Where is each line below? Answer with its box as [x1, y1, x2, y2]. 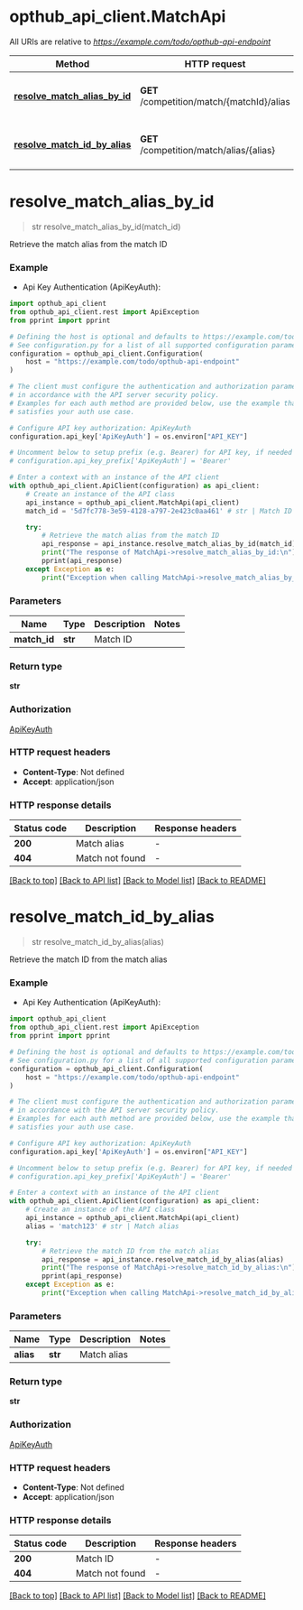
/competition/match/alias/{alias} [139, 143, 276, 156]
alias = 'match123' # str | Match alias [25, 1221, 179, 1231]
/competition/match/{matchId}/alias [139, 95, 290, 107]
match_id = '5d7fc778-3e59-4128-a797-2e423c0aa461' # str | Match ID [25, 506, 293, 515]
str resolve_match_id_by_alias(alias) [31, 937, 164, 948]
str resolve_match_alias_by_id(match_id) [31, 221, 181, 232]
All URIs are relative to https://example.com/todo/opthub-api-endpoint [9, 36, 271, 47]
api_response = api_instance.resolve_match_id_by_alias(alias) [41, 1254, 284, 1264]
